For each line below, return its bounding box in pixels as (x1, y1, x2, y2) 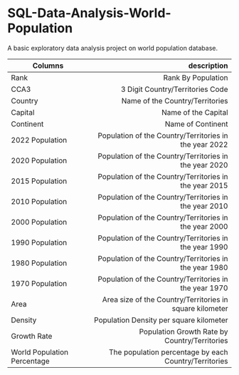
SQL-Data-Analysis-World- (7, 5, 172, 21)
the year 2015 (180, 180, 228, 190)
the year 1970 (180, 283, 228, 293)
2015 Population (11, 176, 68, 186)
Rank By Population (163, 73, 228, 83)
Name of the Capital (161, 107, 228, 117)
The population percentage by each (109, 347, 228, 357)
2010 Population (11, 196, 68, 206)
